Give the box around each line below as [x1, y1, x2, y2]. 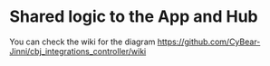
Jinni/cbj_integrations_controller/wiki [9, 45, 147, 56]
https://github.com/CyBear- [157, 36, 261, 47]
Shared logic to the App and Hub [9, 6, 258, 27]
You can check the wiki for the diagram [9, 36, 156, 47]
